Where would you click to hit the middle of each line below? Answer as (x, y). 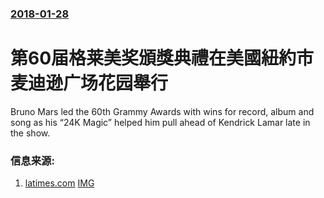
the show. (30, 133)
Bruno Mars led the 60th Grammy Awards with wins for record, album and (162, 111)
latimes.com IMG (59, 183)
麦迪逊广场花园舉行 (89, 83)
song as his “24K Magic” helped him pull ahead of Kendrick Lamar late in (160, 122)
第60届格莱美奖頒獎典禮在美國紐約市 (162, 58)
